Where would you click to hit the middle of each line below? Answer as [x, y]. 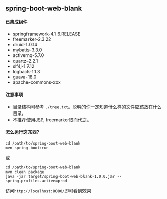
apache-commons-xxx [37, 82]
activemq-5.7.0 [28, 55]
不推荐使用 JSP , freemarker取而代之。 [52, 120]
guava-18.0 [24, 77]
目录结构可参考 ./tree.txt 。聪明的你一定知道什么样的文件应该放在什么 [87, 107]
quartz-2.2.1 [25, 61]
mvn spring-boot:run [27, 148]
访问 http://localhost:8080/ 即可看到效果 [48, 191]
